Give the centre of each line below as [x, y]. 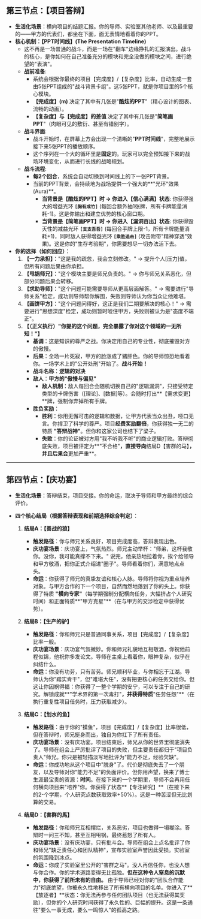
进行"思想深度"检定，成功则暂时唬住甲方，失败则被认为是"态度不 [109, 311]
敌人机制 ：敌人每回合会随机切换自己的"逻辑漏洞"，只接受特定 [118, 386]
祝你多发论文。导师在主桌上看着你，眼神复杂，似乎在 [124, 656]
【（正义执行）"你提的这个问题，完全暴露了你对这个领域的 [95, 326]
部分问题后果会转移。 [50, 281]
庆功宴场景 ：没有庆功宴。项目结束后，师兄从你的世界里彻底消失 [111, 742]
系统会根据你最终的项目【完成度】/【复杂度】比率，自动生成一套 [112, 79]
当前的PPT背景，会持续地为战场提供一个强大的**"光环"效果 [106, 183]
